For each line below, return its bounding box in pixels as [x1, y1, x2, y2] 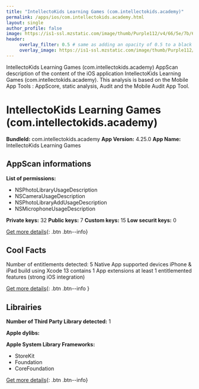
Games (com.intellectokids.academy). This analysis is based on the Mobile [6, 76, 188, 83]
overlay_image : [19, 47, 57, 53]
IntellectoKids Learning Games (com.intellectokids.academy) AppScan [6, 63, 178, 71]
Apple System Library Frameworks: [6, 341, 95, 348]
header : [6, 36, 25, 42]
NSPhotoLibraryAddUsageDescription [14, 199, 108, 206]
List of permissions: [6, 174, 56, 181]
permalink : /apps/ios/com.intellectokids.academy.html [6, 14, 145, 20]
